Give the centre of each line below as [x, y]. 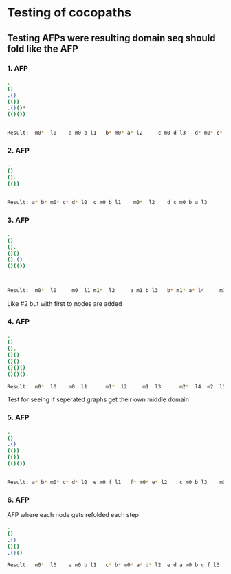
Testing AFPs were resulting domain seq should [111, 38]
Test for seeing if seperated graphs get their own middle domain [98, 399]
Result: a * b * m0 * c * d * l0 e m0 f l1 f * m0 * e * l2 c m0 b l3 [107, 482]
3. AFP [18, 220]
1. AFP [18, 68]
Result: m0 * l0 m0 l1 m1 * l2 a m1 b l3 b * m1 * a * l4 [106, 291]
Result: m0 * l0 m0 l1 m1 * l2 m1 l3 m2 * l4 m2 [110, 386]
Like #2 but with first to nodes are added [65, 304]
